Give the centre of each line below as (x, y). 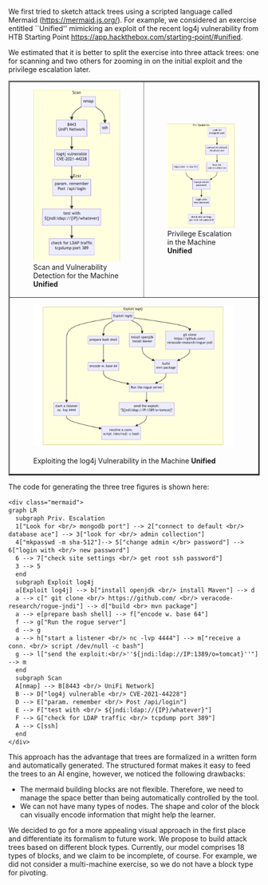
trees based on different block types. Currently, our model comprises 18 (126, 847)
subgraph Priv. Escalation (60, 518)
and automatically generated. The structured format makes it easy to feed (130, 765)
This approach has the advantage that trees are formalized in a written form (132, 756)
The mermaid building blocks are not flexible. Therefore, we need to (131, 789)
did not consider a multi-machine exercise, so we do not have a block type (131, 864)
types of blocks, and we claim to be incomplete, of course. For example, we (133, 855)
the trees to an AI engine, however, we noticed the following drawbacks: (127, 773)
